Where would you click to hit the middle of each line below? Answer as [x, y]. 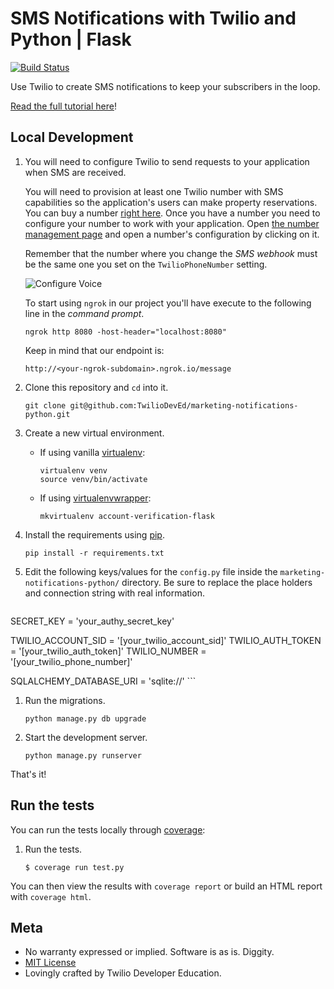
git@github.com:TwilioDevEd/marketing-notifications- [184, 405]
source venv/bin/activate [93, 479]
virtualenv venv [73, 470]
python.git [47, 414]
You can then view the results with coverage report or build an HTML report [166, 886]
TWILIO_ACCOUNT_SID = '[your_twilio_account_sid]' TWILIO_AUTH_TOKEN [166, 640]
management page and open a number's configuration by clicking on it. [172, 234]
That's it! [28, 774]
